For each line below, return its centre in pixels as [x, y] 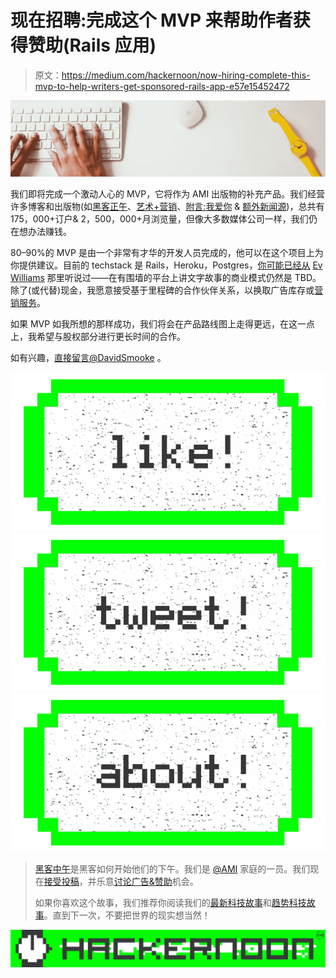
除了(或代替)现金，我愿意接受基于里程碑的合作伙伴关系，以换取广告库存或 [162, 290]
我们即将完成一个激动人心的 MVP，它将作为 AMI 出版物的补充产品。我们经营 [168, 194]
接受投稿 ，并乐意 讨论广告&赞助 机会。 [121, 881]
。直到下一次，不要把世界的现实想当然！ [127, 915]
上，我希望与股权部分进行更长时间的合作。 [98, 336]
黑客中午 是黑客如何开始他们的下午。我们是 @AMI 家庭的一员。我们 [172, 868]
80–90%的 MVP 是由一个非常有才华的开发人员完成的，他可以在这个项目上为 [167, 252]
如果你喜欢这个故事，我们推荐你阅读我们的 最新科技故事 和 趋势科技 [170, 902]
